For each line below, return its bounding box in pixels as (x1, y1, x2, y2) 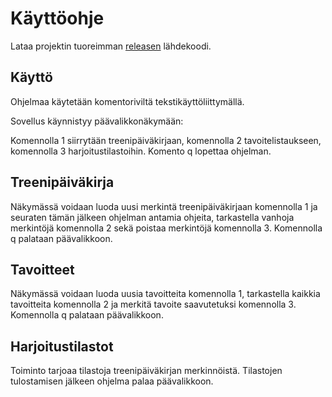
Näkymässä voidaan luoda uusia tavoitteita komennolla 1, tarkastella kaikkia (10, 288, 321, 300)
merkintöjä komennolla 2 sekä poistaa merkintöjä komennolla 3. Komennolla (10, 222, 323, 234)
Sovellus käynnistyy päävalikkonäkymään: (10, 115, 184, 127)
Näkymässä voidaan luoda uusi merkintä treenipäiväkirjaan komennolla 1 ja (10, 200, 318, 212)
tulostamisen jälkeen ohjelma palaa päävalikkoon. (10, 375, 214, 387)
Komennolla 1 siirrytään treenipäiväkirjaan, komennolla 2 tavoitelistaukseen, (10, 134, 322, 146)
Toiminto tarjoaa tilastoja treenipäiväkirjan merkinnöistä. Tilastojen (10, 365, 283, 377)
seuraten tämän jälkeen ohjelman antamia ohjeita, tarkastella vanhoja (10, 211, 295, 223)
